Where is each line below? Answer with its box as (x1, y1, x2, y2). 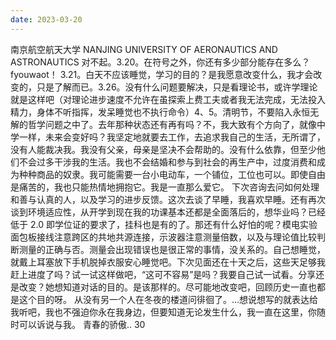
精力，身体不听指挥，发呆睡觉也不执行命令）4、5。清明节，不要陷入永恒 (10, 106, 311, 118)
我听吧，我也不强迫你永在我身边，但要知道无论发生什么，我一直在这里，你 (10, 306, 317, 318)
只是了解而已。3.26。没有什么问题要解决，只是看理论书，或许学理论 (36, 81, 318, 93)
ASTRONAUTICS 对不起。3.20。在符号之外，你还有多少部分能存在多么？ (10, 56, 311, 68)
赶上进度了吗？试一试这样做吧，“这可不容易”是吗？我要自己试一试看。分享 (10, 268, 317, 280)
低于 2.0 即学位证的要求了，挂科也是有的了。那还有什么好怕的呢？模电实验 (10, 218, 318, 230)
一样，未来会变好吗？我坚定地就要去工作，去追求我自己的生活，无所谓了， (18, 131, 326, 143)
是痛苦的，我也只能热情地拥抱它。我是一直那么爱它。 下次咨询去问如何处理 (10, 181, 320, 193)
